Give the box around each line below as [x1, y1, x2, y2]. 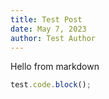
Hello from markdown [10, 61, 100, 73]
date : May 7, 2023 [10, 24, 87, 34]
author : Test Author [10, 33, 97, 43]
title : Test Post [10, 14, 83, 25]
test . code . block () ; [10, 80, 92, 90]
